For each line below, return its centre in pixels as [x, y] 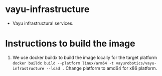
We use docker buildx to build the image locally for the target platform [85, 57]
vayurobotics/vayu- [136, 63]
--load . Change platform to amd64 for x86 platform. [102, 68]
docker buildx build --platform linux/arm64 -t [63, 63]
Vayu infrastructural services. [43, 23]
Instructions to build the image [70, 44]
